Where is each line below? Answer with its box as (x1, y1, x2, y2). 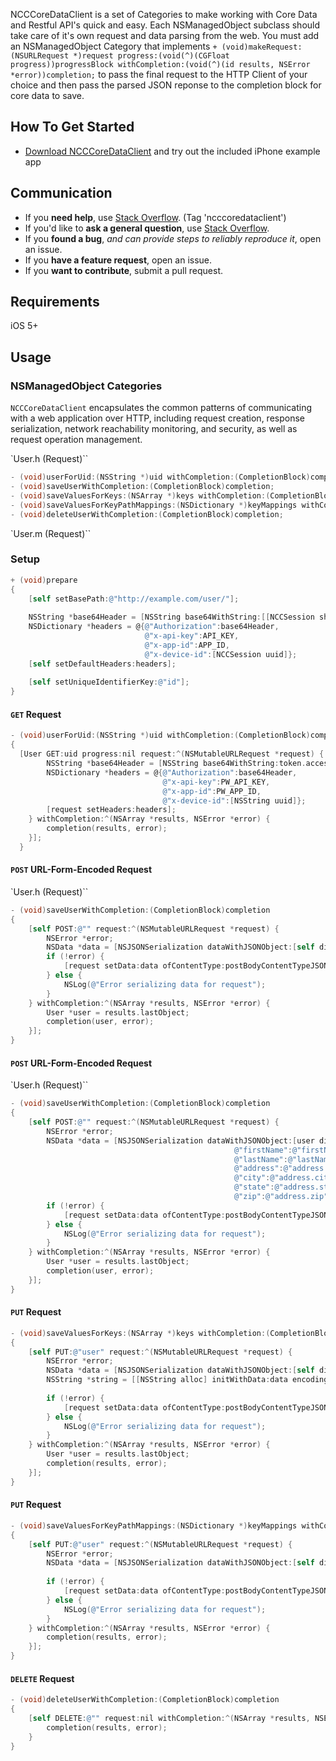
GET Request (10, 708, 62, 720)
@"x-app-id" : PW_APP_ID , (162, 786, 262, 796)
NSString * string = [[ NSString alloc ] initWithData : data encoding (46, 1375, 329, 1385)
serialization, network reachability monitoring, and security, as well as (10, 423, 298, 435)
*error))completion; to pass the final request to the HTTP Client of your (10, 69, 308, 80)
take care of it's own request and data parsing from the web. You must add (10, 30, 320, 41)
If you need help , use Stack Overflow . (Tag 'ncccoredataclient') (24, 211, 287, 223)
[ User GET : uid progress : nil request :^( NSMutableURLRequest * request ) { (19, 749, 325, 759)
